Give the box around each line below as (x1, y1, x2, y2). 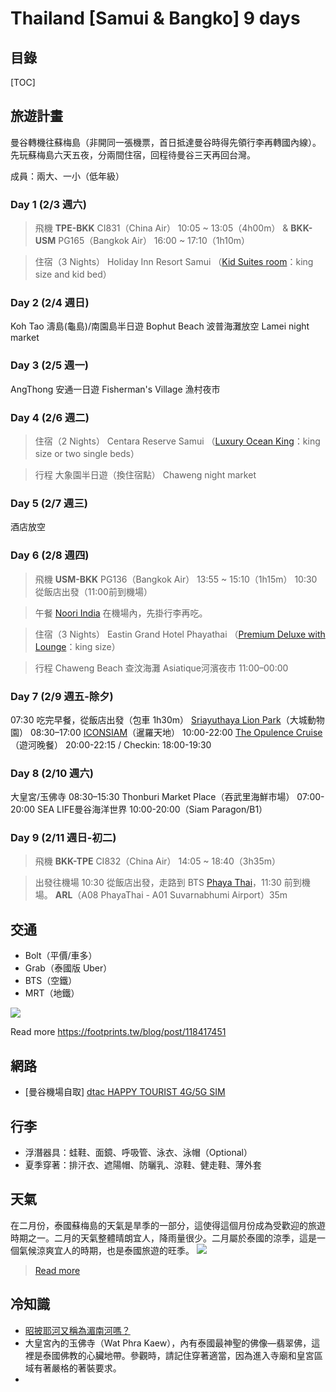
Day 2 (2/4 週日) (10, 296, 90, 310)
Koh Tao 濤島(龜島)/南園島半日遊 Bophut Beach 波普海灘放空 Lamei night (10, 320, 310, 332)
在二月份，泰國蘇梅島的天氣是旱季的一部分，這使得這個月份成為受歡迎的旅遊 (10, 1219, 326, 1231)
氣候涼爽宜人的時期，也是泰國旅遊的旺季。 (18, 1244, 195, 1256)
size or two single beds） (34, 448, 140, 459)
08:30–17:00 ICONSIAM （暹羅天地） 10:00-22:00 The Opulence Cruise (29, 726, 323, 738)
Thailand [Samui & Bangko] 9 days (10, 7, 301, 30)
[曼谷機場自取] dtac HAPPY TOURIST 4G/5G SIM (24, 1086, 226, 1098)
